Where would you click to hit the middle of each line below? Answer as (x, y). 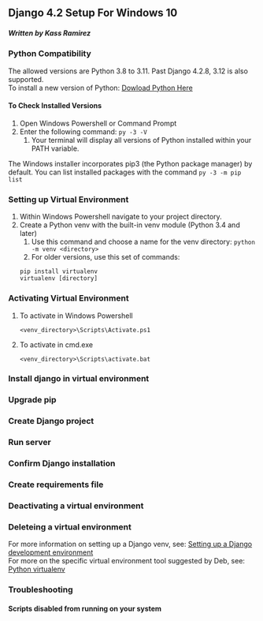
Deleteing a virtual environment (70, 526)
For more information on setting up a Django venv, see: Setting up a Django (130, 544)
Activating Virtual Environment (69, 298)
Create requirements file (56, 484)
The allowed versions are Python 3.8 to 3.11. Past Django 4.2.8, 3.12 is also (128, 71)
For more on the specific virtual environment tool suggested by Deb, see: (127, 561)
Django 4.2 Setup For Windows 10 (93, 13)
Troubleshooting (41, 589)
